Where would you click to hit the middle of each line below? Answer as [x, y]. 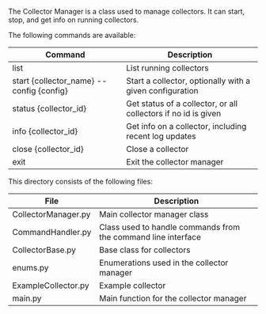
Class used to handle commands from [169, 227]
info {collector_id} [45, 131]
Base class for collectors [144, 250]
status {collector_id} [49, 108]
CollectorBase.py [44, 250]
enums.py [30, 268]
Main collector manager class [154, 214]
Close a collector [158, 149]
